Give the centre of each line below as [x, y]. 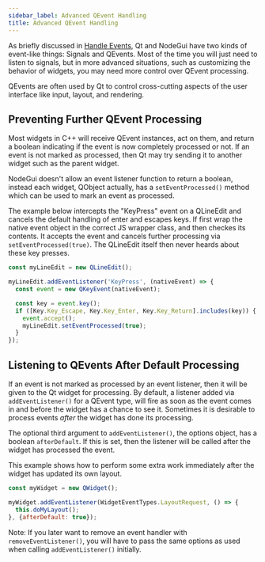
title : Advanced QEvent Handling [63, 23]
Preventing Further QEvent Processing [105, 119]
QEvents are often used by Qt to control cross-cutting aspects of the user [128, 86]
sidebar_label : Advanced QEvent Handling [78, 15]
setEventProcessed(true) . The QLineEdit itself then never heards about [124, 245]
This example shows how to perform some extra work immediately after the [131, 465]
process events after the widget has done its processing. [101, 418]
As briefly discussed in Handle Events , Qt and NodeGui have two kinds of [128, 45]
